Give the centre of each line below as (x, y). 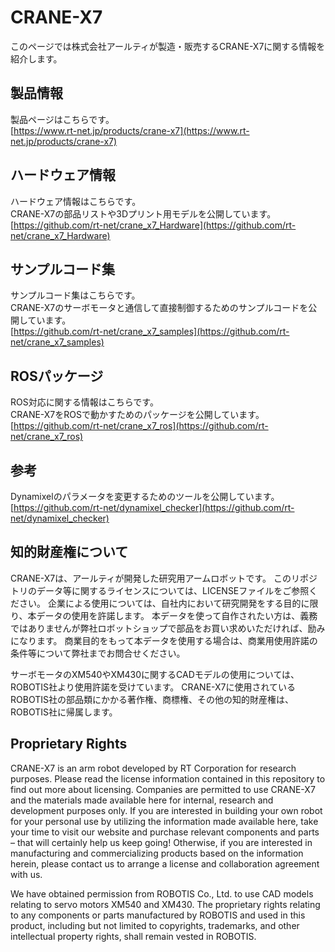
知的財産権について (69, 552)
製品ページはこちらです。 (62, 119)
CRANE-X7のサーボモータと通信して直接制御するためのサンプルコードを (159, 308)
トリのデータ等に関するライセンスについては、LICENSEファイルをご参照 (160, 590)
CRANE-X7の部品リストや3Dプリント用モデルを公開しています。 (143, 213)
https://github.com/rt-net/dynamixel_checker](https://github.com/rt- (154, 507)
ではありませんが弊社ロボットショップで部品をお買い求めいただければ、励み (168, 628)
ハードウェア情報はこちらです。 (76, 201)
